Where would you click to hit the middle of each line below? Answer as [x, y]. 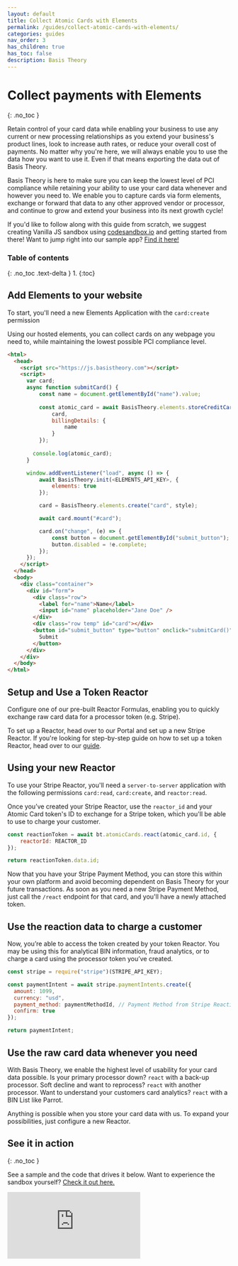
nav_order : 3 [27, 40]
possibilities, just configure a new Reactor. [69, 1121]
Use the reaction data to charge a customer [105, 927]
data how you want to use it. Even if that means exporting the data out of [113, 159]
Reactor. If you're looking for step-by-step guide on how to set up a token [115, 738]
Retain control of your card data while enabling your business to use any [113, 129]
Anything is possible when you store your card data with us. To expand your [118, 1113]
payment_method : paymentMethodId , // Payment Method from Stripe [112, 1005]
